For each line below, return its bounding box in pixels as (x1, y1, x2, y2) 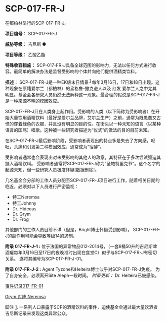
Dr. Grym (12, 211, 31, 217)
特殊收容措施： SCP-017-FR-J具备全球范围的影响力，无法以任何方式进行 (5, 62, 152, 68)
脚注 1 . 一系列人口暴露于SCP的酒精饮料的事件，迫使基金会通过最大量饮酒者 (5, 304, 158, 310)
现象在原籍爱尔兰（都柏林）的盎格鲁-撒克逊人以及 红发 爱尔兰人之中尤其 (9, 85, 157, 91)
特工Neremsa (12, 194, 40, 200)
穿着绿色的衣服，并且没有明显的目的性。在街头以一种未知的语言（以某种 (13, 121, 161, 127)
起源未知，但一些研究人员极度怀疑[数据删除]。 (5, 167, 100, 173)
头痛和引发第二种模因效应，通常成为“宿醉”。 (13, 143, 105, 149)
